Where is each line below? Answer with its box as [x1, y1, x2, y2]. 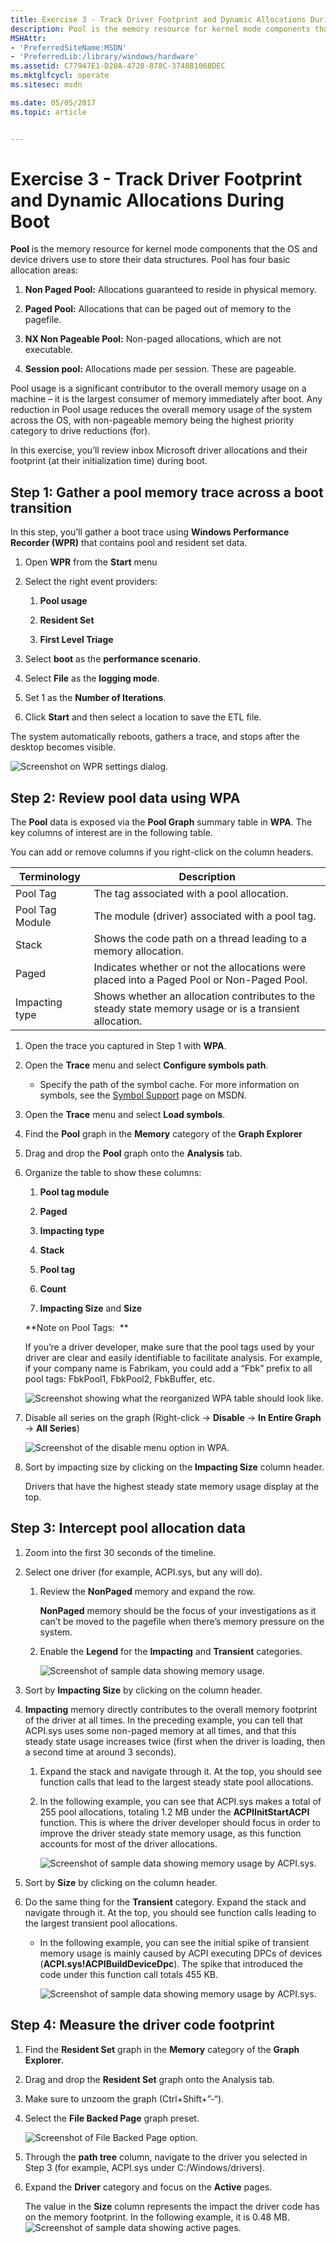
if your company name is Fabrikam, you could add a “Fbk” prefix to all [24, 1362, 313, 1375]
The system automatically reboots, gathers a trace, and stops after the [10, 731, 300, 743]
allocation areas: [10, 264, 79, 276]
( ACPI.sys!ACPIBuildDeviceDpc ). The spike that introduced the [39, 1957, 303, 1970]
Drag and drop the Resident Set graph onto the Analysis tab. [24, 2073, 275, 2085]
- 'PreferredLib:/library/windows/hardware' [10, 52, 199, 62]
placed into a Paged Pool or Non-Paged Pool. [93, 973, 308, 987]
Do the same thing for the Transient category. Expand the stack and [24, 1896, 307, 1908]
